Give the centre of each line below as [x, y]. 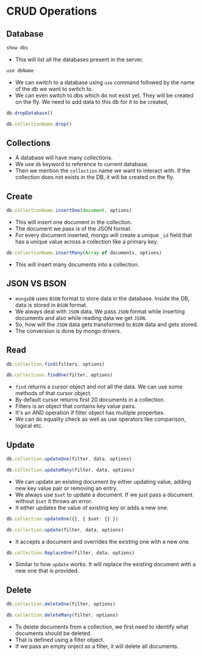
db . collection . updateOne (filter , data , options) [69, 459]
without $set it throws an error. [54, 501]
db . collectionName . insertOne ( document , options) [69, 211]
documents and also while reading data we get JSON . [81, 318]
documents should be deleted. [53, 633]
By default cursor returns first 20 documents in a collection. [90, 400]
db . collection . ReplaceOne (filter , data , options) [71, 553]
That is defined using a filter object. [60, 640]
